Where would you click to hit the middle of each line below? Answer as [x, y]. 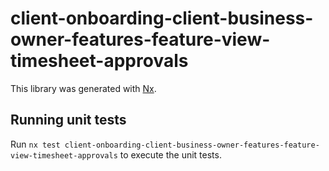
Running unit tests [68, 120]
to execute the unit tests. [170, 154]
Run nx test [35, 144]
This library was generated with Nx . [83, 88]
